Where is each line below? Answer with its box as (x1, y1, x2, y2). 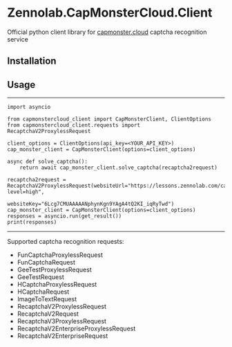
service (7, 35, 29, 43)
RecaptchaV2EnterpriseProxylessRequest (17, 324, 136, 333)
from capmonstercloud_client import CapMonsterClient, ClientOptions (7, 116, 212, 123)
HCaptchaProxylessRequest (17, 281, 97, 289)
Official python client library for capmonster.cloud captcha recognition (7, 28, 207, 36)
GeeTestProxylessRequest (17, 265, 92, 274)
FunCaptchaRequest (17, 258, 76, 267)
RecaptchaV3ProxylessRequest (17, 317, 107, 326)
